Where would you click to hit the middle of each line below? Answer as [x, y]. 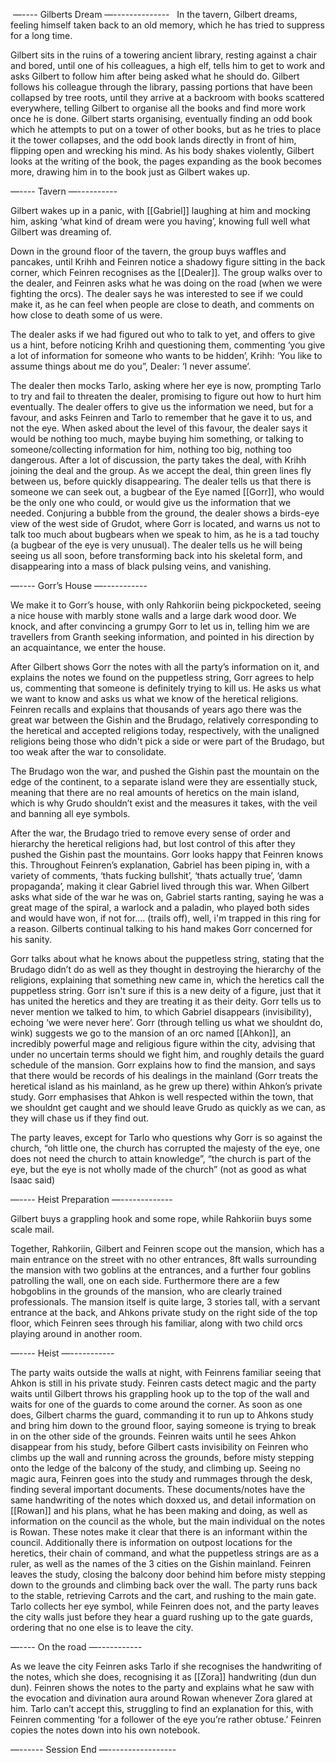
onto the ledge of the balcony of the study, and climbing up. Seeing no [155, 1468]
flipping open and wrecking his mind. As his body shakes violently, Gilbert [162, 150]
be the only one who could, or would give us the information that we [151, 502]
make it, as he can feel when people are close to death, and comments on [162, 304]
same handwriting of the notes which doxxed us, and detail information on [163, 1500]
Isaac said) [33, 1180]
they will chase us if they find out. [80, 1118]
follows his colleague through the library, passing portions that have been [161, 87]
